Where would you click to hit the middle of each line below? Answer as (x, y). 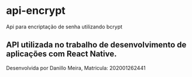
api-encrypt (36, 11)
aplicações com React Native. (61, 54)
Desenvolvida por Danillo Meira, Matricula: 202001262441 (76, 68)
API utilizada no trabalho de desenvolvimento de (96, 45)
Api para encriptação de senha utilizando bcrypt (64, 27)
